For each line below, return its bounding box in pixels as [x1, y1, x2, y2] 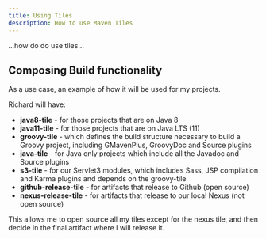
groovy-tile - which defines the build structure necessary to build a [19, 132, 241, 142]
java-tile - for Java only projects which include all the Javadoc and [19, 149, 240, 158]
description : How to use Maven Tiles [8, 19, 133, 27]
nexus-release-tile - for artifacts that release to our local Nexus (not [19, 191, 245, 200]
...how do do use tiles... [8, 40, 85, 50]
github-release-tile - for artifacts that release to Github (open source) [19, 183, 250, 192]
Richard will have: [8, 100, 66, 109]
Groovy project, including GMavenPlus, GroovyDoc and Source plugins [19, 140, 252, 150]
